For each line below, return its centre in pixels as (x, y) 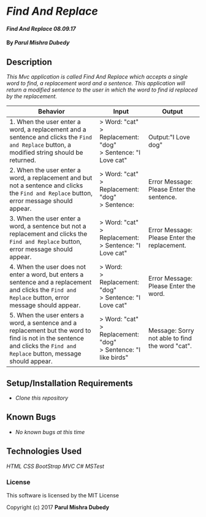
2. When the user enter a (45, 170)
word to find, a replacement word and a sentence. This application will (96, 84)
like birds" (114, 357)
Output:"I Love (169, 138)
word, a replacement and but (51, 178)
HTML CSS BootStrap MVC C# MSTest (55, 466)
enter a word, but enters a (47, 274)
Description (29, 62)
